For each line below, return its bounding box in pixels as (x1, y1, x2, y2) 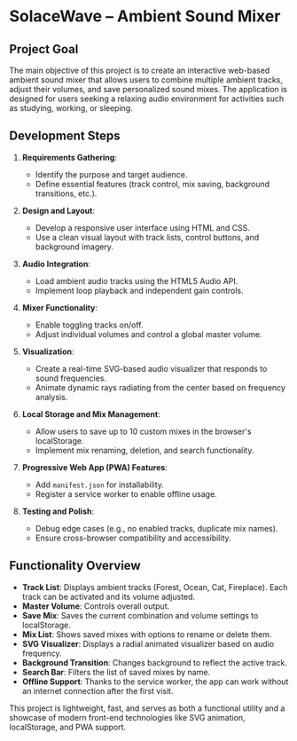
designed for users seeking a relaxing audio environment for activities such (9, 93, 285, 104)
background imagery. (35, 241, 113, 252)
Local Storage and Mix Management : (21, 408, 161, 419)
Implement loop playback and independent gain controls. (35, 285, 244, 296)
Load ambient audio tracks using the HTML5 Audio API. (35, 275, 238, 286)
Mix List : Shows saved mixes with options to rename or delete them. (21, 628, 272, 640)
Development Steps (9, 129, 121, 144)
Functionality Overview (9, 558, 141, 573)
